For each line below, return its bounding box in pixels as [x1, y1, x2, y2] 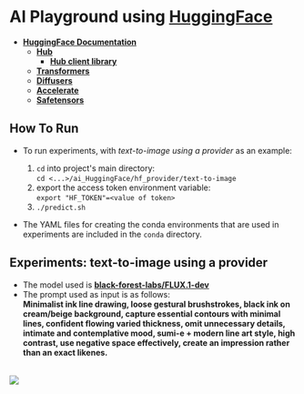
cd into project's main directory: [35, 162, 156, 174]
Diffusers [35, 75, 73, 86]
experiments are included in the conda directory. [22, 228, 202, 239]
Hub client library [49, 56, 117, 66]
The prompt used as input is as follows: [22, 288, 171, 299]
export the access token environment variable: [35, 182, 211, 193]
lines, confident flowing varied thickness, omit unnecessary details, [22, 318, 286, 328]
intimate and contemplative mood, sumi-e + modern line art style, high [22, 328, 296, 338]
